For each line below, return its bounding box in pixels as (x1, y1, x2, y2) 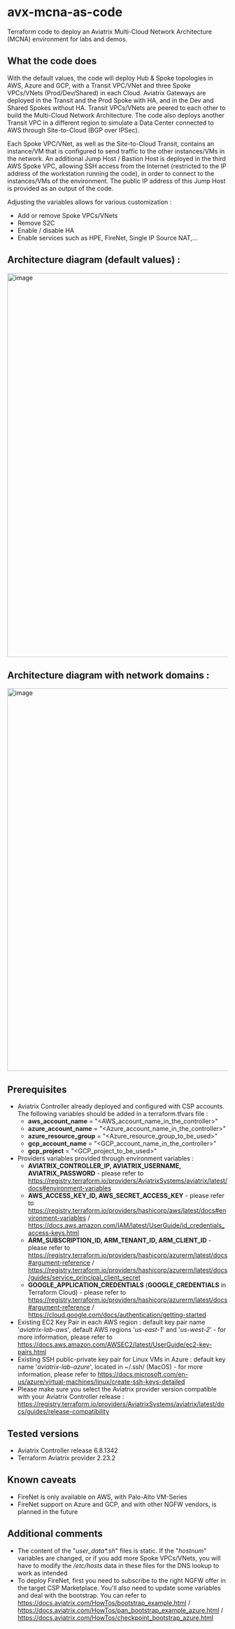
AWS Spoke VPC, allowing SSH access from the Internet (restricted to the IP (7, 162, 227, 170)
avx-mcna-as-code (7, 4, 123, 20)
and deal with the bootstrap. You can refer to (17, 1591, 147, 1600)
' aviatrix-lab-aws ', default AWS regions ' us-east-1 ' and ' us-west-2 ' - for (17, 1326, 226, 1334)
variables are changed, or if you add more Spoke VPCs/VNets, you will (17, 1553, 222, 1562)
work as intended (17, 1569, 68, 1577)
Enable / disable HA (17, 226, 75, 235)
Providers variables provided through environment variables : (17, 1154, 194, 1163)
